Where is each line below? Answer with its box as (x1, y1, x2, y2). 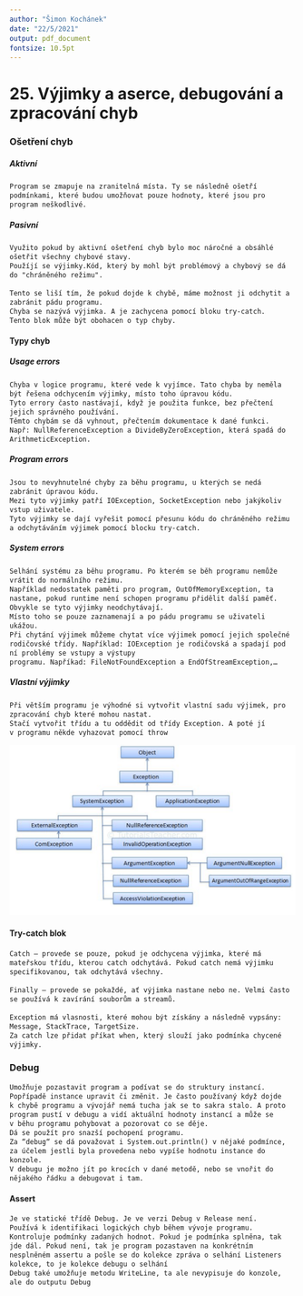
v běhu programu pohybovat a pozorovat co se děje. (9, 1119, 209, 1128)
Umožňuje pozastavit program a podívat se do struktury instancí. (9, 1082, 266, 1091)
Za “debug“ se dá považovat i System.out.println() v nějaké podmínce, (9, 1137, 286, 1146)
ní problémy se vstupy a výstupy (9, 648, 136, 658)
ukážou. (9, 621, 39, 630)
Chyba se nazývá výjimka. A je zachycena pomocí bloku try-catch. (9, 307, 266, 316)
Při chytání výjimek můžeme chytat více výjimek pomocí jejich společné (9, 630, 290, 639)
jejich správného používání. (9, 407, 120, 417)
